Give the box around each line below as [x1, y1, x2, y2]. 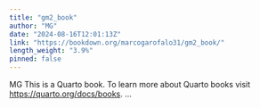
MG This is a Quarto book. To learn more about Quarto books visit [9, 79, 251, 89]
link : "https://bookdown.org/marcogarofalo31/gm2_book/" [9, 37, 225, 47]
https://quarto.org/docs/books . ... [9, 88, 132, 99]
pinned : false [9, 54, 62, 63]
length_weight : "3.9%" [9, 46, 93, 55]
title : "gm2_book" [9, 12, 77, 22]
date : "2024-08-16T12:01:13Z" [9, 29, 122, 38]
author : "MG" [9, 21, 58, 30]
